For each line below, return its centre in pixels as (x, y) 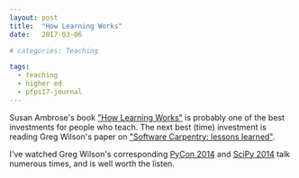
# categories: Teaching (54, 50)
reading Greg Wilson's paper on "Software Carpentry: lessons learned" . (142, 137)
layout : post (34, 18)
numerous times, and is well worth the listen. (92, 164)
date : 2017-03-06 (46, 34)
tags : (19, 67)
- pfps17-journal (50, 92)
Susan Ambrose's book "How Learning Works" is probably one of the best (147, 117)
